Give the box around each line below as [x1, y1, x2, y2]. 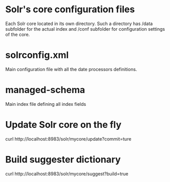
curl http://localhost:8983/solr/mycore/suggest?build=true [5, 170, 129, 177]
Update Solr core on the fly [5, 119, 122, 130]
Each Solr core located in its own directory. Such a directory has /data [5, 20, 153, 27]
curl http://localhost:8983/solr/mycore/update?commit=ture [5, 135, 132, 142]
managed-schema [5, 84, 86, 96]
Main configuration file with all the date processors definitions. [5, 66, 137, 72]
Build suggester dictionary [5, 153, 121, 165]
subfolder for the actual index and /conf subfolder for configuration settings [5, 26, 165, 32]
